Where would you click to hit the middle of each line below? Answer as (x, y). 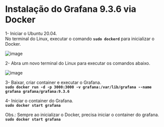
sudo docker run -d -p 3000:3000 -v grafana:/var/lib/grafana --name (79, 87)
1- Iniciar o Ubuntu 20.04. (31, 33)
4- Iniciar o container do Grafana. (39, 101)
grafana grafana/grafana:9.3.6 (37, 91)
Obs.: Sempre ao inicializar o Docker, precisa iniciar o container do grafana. (82, 115)
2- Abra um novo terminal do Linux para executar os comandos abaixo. (78, 63)
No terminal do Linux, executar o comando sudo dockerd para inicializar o (80, 39)
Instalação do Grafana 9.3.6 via (71, 9)
